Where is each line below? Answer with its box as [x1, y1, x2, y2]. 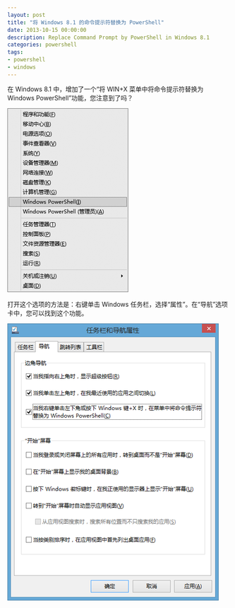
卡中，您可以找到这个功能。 [7, 308, 88, 317]
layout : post [7, 11, 46, 18]
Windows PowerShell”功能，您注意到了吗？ [7, 93, 133, 102]
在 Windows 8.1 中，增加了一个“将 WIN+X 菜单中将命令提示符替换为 [7, 85, 204, 93]
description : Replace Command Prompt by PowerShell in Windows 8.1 [7, 34, 210, 41]
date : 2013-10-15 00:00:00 [7, 26, 87, 33]
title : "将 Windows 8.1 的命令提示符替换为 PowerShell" [7, 18, 164, 26]
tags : [7, 49, 23, 56]
